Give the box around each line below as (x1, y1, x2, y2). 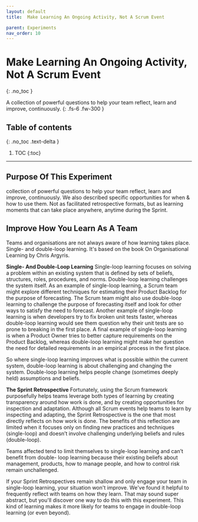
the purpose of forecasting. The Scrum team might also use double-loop (6, 294, 183, 301)
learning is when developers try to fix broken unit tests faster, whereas (6, 313, 178, 320)
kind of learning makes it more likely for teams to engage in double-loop (6, 503, 181, 510)
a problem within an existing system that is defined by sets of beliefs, (6, 269, 174, 276)
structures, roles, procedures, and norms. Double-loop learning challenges (6, 275, 188, 283)
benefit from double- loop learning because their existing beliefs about (6, 454, 178, 461)
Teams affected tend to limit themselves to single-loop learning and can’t (6, 447, 184, 454)
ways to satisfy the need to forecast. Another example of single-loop (6, 307, 173, 314)
